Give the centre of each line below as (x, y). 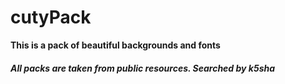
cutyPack (51, 17)
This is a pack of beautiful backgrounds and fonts (115, 45)
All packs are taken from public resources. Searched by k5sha (143, 68)
